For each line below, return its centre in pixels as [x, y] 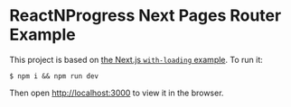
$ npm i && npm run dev [54, 76]
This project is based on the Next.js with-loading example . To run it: [136, 59]
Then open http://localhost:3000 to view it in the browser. [117, 93]
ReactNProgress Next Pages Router [145, 16]
